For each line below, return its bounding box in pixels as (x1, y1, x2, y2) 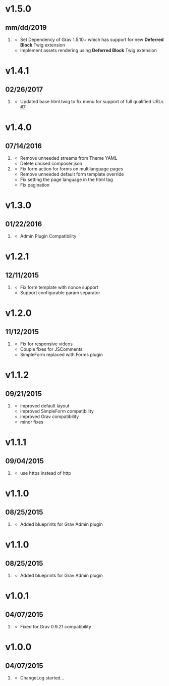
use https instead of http (20, 470, 72, 476)
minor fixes (20, 419, 44, 425)
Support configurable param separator (20, 290, 100, 296)
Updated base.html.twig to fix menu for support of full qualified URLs (20, 99, 164, 104)
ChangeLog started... (20, 675, 65, 680)
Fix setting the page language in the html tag (20, 176, 113, 182)
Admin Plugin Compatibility (20, 233, 77, 239)
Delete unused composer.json (20, 160, 82, 166)
